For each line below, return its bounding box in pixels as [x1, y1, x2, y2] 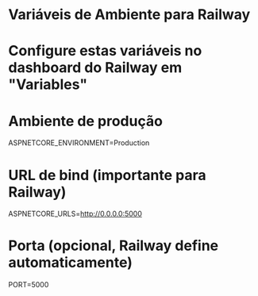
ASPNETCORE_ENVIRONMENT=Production [8, 138, 150, 148]
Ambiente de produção [8, 112, 163, 130]
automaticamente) [8, 254, 133, 271]
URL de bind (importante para [8, 166, 206, 184]
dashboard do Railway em [8, 59, 183, 77]
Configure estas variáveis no [8, 42, 202, 60]
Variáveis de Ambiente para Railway [8, 6, 251, 24]
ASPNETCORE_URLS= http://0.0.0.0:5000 [8, 209, 143, 219]
